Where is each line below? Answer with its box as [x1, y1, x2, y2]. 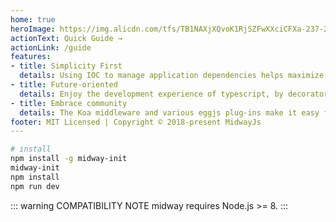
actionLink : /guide [10, 42, 92, 53]
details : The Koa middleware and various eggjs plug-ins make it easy [19, 107, 320, 118]
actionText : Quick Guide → [10, 33, 123, 43]
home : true [10, 14, 56, 25]
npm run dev [10, 181, 60, 191]
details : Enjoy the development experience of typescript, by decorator [19, 89, 329, 99]
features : [10, 52, 52, 62]
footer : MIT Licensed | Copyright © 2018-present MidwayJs [10, 117, 262, 127]
